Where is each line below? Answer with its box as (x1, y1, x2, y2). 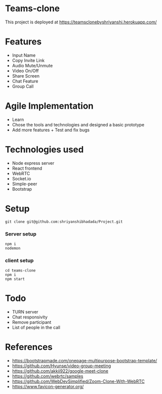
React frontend (12, 165, 42, 171)
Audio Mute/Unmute (12, 62, 53, 68)
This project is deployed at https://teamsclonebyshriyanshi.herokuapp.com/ (5, 19, 157, 25)
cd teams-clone (5, 268, 36, 273)
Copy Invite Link (12, 57, 45, 63)
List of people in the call (12, 325, 61, 331)
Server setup (5, 230, 36, 237)
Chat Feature (12, 78, 38, 84)
